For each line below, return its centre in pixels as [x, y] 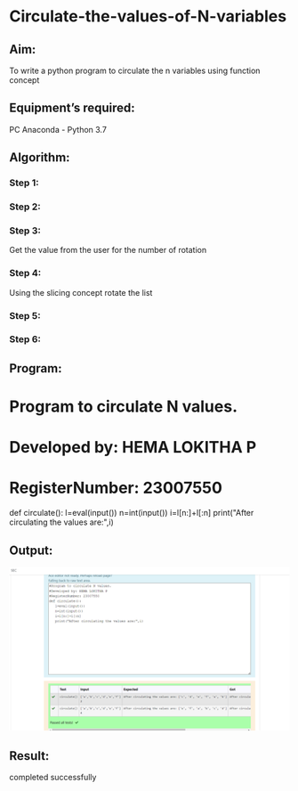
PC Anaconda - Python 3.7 [58, 129]
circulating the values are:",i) [61, 522]
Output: [31, 550]
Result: [29, 756]
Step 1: [24, 183]
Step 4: [25, 273]
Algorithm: [40, 158]
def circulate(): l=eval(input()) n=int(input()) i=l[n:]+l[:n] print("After [132, 513]
